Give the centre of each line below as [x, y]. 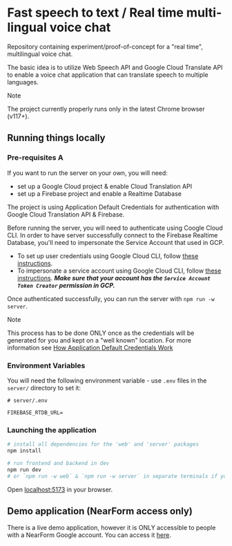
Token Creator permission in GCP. [66, 285]
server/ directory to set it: [44, 388]
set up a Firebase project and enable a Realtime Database [99, 193]
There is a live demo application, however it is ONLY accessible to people [112, 528]
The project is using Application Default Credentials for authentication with [113, 207]
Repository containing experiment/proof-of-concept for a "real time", [105, 46]
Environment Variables [46, 365]
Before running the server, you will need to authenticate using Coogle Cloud [115, 228]
